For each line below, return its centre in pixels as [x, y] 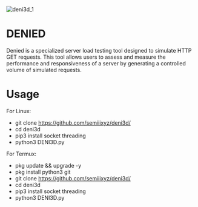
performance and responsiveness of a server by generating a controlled [96, 63]
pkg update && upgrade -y [48, 165]
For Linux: [19, 111]
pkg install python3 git [43, 172]
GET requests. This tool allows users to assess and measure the [86, 57]
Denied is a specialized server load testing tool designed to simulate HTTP [99, 50]
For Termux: [21, 154]
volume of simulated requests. [44, 70]
